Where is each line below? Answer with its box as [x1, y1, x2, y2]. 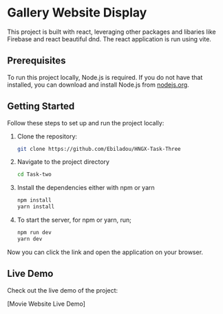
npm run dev [17, 229, 52, 236]
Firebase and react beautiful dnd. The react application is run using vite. [7, 34, 212, 43]
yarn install [17, 203, 55, 211]
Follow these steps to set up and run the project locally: [7, 118, 164, 127]
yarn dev [17, 235, 43, 242]
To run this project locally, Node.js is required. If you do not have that [7, 73, 203, 81]
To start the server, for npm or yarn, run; [17, 216, 132, 224]
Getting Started [7, 101, 75, 112]
